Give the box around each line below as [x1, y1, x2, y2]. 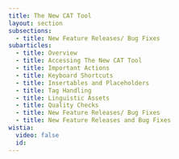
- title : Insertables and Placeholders [15, 79, 150, 87]
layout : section [8, 19, 63, 27]
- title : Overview [15, 49, 78, 57]
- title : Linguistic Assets [15, 94, 110, 102]
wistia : [8, 124, 35, 132]
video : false [15, 131, 60, 139]
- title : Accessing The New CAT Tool [15, 57, 143, 65]
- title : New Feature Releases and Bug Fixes [15, 116, 172, 124]
